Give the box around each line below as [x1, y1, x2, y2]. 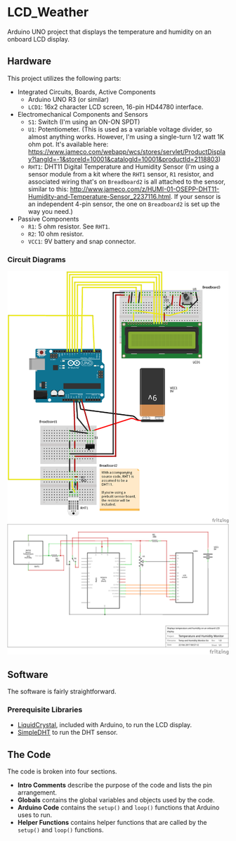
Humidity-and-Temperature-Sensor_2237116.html [27, 192, 171, 200]
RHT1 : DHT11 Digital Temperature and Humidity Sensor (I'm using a [27, 162, 219, 171]
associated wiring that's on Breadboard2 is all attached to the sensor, [27, 177, 226, 186]
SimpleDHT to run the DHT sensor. [17, 728, 118, 737]
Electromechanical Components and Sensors [17, 110, 149, 118]
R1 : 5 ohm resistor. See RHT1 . [27, 222, 110, 231]
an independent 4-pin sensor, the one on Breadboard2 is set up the [27, 200, 220, 208]
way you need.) [27, 207, 74, 215]
